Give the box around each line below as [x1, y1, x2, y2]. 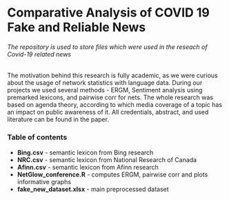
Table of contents [7, 132, 68, 142]
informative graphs [17, 177, 71, 186]
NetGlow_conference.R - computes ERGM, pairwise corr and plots [17, 170, 208, 179]
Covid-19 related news [7, 50, 71, 58]
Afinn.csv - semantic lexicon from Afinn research [17, 163, 159, 171]
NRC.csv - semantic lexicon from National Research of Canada [17, 155, 197, 163]
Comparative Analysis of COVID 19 [7, 5, 210, 21]
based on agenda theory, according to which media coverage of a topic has [7, 101, 223, 109]
